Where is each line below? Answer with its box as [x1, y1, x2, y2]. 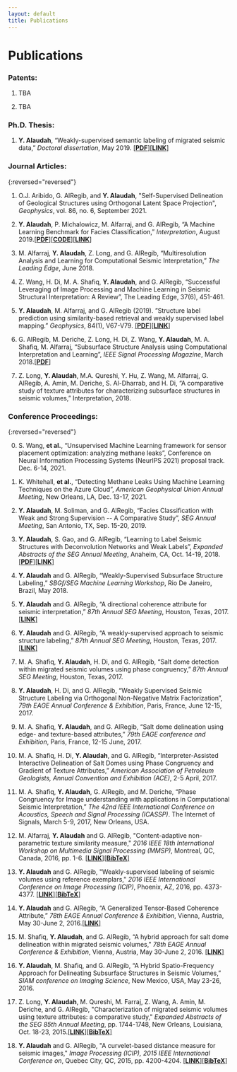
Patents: [8, 72, 38, 82]
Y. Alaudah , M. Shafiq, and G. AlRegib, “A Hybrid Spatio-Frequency [18, 961, 214, 969]
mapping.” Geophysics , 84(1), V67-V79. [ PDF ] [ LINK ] [18, 321, 171, 330]
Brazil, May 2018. [18, 586, 69, 594]
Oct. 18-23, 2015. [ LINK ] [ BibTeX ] [18, 1027, 112, 1036]
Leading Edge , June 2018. [18, 263, 95, 272]
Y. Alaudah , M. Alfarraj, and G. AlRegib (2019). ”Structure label [18, 306, 201, 315]
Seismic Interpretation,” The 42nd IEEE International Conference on [18, 802, 214, 811]
